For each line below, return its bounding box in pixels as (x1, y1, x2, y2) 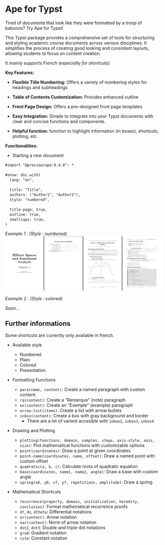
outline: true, (9, 212, 41, 217)
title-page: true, (9, 207, 48, 212)
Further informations (5, 319, 71, 328)
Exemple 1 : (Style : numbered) (5, 230, 68, 236)
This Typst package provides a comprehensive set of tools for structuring (5, 35, 155, 41)
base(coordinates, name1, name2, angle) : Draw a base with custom (19, 469, 158, 475)
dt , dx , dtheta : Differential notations (19, 509, 92, 515)
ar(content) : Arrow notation (19, 514, 77, 520)
